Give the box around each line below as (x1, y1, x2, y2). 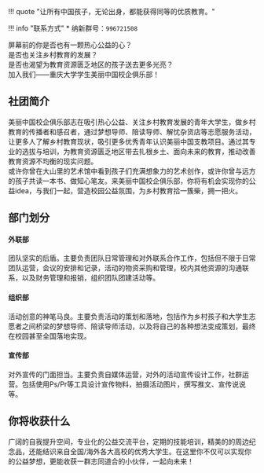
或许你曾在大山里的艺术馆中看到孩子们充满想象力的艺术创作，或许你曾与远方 (8, 166, 256, 175)
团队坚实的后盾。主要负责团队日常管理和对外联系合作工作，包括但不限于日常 (8, 254, 256, 263)
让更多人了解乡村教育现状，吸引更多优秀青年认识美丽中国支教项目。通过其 (8, 137, 249, 146)
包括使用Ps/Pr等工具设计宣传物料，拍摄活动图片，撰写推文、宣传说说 (21, 379, 246, 389)
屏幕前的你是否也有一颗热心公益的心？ (8, 40, 132, 49)
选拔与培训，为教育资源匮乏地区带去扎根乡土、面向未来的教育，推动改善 (21, 146, 256, 156)
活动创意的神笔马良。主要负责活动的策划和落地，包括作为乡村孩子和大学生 (8, 311, 249, 321)
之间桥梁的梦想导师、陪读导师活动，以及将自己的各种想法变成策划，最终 (21, 321, 256, 331)
